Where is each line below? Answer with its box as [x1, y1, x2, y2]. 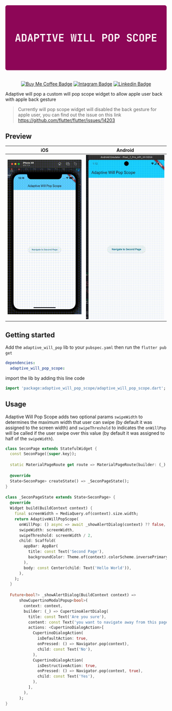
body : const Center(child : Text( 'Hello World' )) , [24, 565, 132, 571]
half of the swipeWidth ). [5, 435, 54, 441]
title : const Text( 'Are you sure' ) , [28, 614, 106, 619]
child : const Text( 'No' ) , [37, 647, 93, 652]
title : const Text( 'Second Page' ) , [28, 549, 104, 555]
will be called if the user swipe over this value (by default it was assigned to [5, 430, 165, 436]
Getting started [5, 330, 55, 339]
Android [116, 147, 134, 153]
